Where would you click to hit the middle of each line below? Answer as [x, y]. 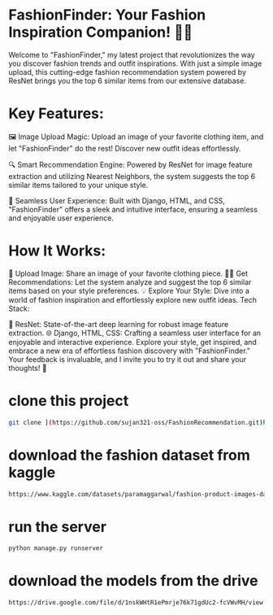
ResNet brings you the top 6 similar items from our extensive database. [127, 81]
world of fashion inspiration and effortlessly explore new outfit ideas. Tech [133, 299]
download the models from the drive [133, 581]
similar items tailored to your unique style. [78, 185]
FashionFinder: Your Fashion [107, 15]
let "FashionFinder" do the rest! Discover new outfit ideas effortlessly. [125, 148]
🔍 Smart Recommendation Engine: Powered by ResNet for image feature [131, 164]
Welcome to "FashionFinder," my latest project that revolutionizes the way [132, 55]
